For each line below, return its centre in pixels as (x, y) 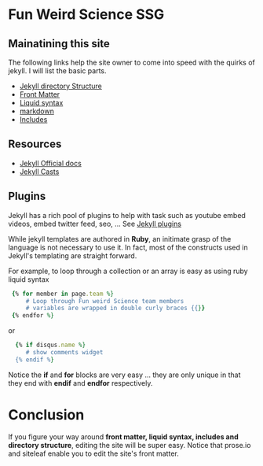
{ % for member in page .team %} (62, 294)
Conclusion (46, 414)
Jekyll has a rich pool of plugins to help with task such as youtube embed (127, 215)
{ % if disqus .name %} (51, 345)
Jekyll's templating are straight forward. (73, 255)
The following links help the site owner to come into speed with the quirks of (131, 62)
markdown (37, 111)
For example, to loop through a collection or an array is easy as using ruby (128, 271)
